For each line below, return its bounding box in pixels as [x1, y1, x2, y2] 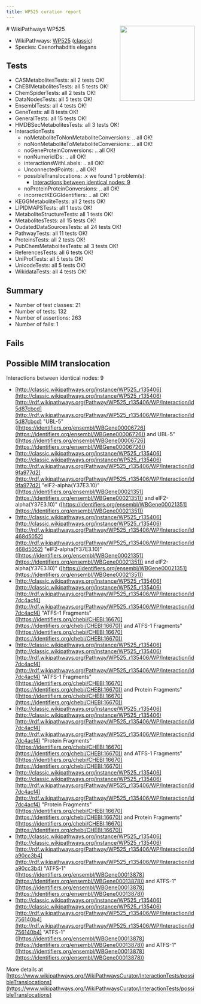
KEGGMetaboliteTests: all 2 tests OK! [14, 198, 106, 205]
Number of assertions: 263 [14, 314, 82, 321]
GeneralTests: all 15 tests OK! [14, 115, 87, 122]
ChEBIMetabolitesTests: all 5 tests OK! [14, 83, 109, 90]
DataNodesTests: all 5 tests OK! [14, 96, 93, 103]
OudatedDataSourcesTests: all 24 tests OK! [14, 224, 121, 231]
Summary [6, 285, 44, 296]
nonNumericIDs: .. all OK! [23, 153, 86, 160]
